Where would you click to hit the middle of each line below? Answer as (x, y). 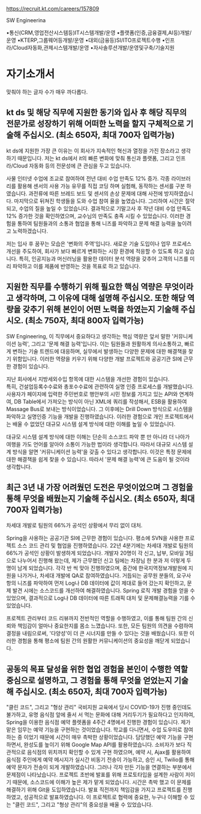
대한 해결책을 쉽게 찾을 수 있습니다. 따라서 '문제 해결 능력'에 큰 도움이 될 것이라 (98, 459)
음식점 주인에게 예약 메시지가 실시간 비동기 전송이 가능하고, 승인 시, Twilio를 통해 (100, 760)
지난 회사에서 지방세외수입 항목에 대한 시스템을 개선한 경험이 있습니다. (88, 379)
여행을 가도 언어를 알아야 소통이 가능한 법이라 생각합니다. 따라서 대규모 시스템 (97, 444)
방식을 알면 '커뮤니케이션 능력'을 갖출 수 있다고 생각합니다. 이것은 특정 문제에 (102, 452)
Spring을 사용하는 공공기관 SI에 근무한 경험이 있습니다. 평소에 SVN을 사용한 (95, 538)
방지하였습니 (179, 193)
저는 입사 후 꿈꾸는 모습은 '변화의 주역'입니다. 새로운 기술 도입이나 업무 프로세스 (99, 244)
